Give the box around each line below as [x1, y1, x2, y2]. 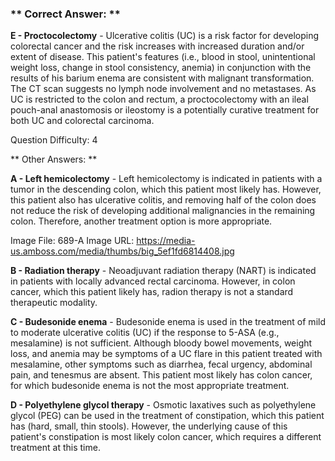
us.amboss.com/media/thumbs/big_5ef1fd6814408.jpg [10, 245, 235, 257]
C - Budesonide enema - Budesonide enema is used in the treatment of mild [10, 316, 326, 328]
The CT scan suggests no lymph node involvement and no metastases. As [10, 83, 317, 95]
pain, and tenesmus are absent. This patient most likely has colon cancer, [10, 369, 313, 381]
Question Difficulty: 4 [10, 134, 98, 146]
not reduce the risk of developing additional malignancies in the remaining [10, 205, 316, 217]
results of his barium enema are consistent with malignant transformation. [10, 72, 315, 84]
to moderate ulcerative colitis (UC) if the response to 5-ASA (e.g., [10, 327, 280, 339]
